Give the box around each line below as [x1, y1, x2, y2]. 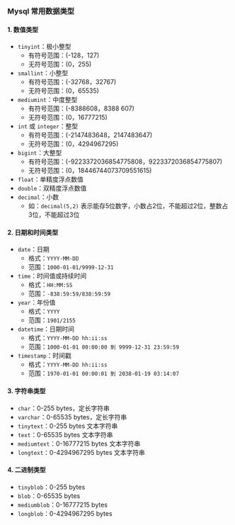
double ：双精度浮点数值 [17, 184, 87, 193]
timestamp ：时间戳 [17, 351, 72, 360]
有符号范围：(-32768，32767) [28, 78, 117, 86]
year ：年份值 [17, 298, 56, 307]
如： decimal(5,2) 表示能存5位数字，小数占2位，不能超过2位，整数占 [28, 202, 229, 210]
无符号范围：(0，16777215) [28, 113, 108, 122]
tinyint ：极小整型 [17, 43, 71, 51]
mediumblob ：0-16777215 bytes [17, 500, 108, 509]
